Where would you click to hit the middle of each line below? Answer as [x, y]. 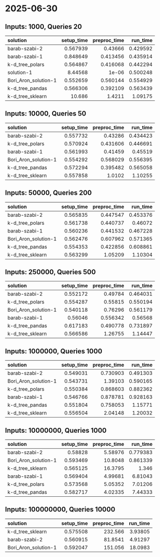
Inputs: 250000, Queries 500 [50, 272]
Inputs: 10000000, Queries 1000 [56, 430]
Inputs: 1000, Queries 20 [43, 27]
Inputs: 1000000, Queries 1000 [54, 351]
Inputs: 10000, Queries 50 [46, 114]
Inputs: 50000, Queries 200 [49, 193]
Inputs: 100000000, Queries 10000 [60, 510]
